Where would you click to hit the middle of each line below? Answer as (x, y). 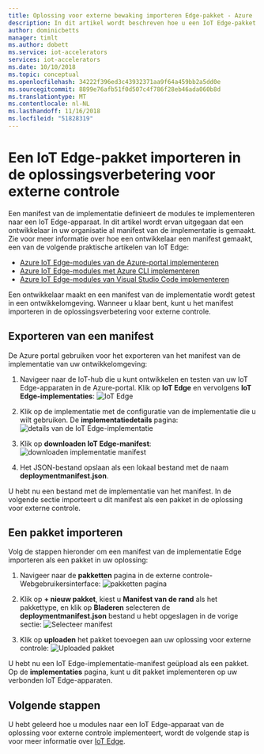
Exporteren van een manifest (81, 336)
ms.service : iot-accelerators (58, 52)
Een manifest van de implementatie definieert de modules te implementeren (132, 213)
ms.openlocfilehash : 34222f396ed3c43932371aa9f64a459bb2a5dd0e (115, 82)
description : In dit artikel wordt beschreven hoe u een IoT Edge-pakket (132, 23)
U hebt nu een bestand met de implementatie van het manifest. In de (120, 491)
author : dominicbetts (44, 30)
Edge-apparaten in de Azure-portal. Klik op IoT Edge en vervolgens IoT (136, 387)
